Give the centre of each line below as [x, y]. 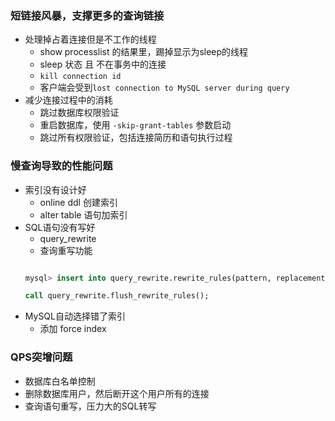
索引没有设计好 [55, 189]
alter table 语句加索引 [83, 214]
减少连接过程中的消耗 [68, 100]
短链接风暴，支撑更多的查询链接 [87, 15]
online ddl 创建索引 [78, 202]
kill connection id [80, 77]
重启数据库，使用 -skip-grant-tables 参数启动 [135, 125]
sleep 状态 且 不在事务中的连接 [103, 64]
